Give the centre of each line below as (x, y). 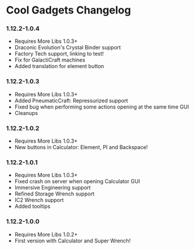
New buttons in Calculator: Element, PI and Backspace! (81, 147)
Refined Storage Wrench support (55, 194)
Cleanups (26, 113)
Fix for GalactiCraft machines (50, 60)
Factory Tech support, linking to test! (59, 54)
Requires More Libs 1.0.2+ (46, 234)
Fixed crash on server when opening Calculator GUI (77, 181)
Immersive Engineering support (53, 188)
